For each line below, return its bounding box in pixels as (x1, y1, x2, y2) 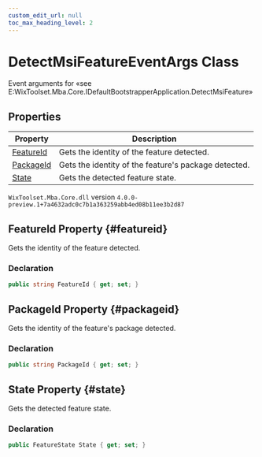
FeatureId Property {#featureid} (8, 222, 168, 236)
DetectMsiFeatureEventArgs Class (8, 53, 239, 71)
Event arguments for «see (8, 79, 92, 88)
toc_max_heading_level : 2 (8, 19, 93, 27)
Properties (8, 110, 61, 123)
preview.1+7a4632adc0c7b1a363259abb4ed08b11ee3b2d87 (8, 201, 185, 209)
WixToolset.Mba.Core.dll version (8, 192, 116, 202)
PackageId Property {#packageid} (8, 303, 179, 316)
